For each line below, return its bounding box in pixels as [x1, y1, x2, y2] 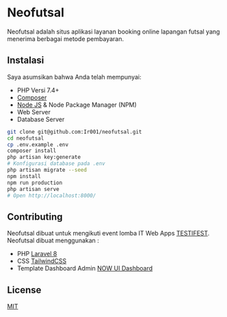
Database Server [16, 115, 65, 123]
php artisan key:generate [7, 154, 81, 161]
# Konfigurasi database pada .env [7, 160, 106, 167]
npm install [7, 173, 41, 179]
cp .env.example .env [7, 141, 69, 148]
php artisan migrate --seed [7, 166, 88, 173]
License [7, 284, 42, 296]
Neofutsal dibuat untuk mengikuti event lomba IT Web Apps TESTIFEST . [7, 229, 210, 238]
